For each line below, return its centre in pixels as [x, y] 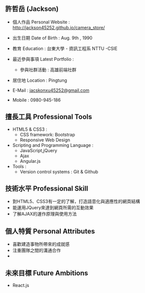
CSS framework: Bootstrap [47, 134]
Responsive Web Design [45, 140]
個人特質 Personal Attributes [50, 231]
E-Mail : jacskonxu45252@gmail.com [51, 90]
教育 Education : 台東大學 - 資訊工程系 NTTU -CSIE [65, 48]
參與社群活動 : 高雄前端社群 [48, 69]
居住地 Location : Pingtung [40, 80]
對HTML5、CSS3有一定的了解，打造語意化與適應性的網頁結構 [76, 202]
